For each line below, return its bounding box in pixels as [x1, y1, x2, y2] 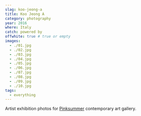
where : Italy [5, 25, 32, 30]
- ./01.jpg [9, 43, 32, 48]
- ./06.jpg [9, 66, 32, 71]
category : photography [5, 16, 51, 21]
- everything [9, 92, 36, 97]
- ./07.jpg [9, 70, 32, 75]
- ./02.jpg [9, 47, 32, 52]
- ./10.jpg [9, 83, 32, 88]
